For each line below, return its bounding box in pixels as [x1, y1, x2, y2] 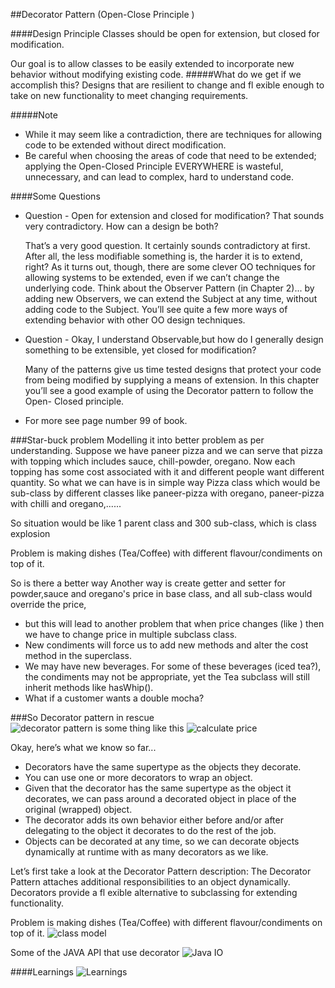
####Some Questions [10, 190, 101, 202]
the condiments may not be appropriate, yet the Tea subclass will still [24, 671, 310, 683]
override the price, [10, 599, 87, 610]
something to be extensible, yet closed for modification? [24, 344, 257, 356]
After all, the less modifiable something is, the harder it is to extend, [24, 250, 303, 262]
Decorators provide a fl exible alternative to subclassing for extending [10, 887, 298, 898]
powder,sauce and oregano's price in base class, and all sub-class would [10, 588, 313, 599]
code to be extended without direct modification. [24, 139, 227, 151]
